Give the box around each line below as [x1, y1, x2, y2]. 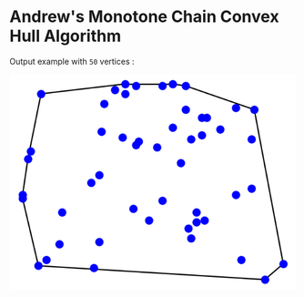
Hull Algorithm [9, 26, 121, 46]
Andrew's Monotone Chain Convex [9, 6, 279, 27]
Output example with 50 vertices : [9, 56, 135, 67]
